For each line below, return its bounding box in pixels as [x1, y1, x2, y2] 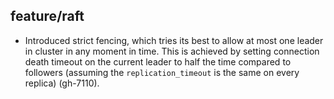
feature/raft [10, 8, 85, 25]
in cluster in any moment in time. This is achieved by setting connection [24, 45, 320, 57]
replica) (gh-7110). [24, 77, 100, 89]
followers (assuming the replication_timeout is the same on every [24, 66, 300, 78]
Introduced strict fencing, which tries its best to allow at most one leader [24, 34, 324, 46]
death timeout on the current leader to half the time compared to [24, 55, 292, 68]
